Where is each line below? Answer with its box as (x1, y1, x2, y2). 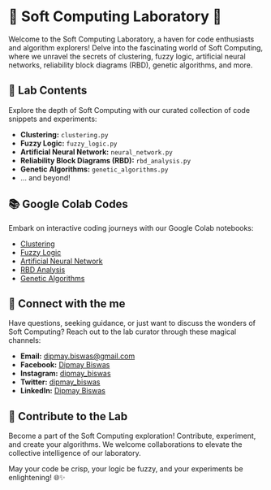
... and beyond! (19, 172, 71, 182)
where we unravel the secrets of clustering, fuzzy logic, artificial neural (8, 51, 246, 61)
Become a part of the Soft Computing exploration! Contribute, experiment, (8, 431, 256, 441)
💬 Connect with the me (8, 297, 126, 310)
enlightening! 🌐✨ (8, 473, 66, 483)
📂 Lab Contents (8, 84, 88, 98)
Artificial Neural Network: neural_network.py (19, 146, 173, 157)
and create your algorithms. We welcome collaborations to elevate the (8, 440, 243, 449)
